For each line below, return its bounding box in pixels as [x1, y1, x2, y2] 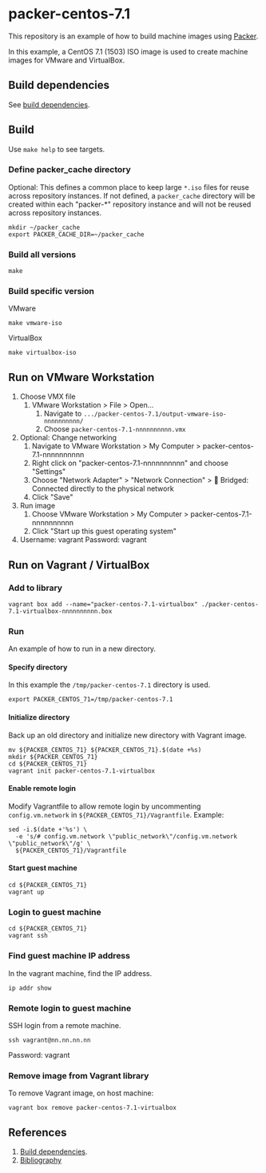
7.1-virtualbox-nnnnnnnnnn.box [8, 607, 113, 615]
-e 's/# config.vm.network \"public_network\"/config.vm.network [15, 832, 238, 841]
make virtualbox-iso [8, 349, 77, 357]
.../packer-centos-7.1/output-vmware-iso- [83, 410, 227, 419]
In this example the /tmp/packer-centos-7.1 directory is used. [8, 680, 211, 689]
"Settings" [31, 467, 66, 476]
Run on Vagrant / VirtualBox [8, 558, 150, 572]
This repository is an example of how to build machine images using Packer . [8, 31, 259, 41]
